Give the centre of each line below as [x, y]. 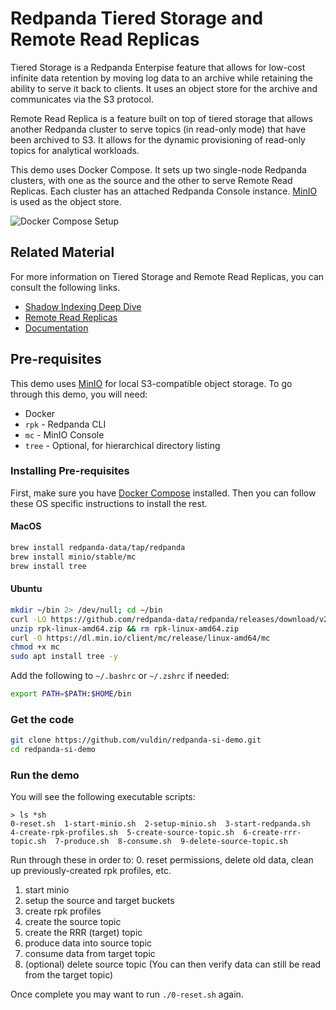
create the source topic [73, 922]
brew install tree [48, 566]
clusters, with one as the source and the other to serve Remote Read [151, 180]
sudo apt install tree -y [64, 657]
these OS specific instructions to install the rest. [109, 503]
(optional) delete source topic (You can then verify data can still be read [173, 964]
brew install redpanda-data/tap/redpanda [98, 548]
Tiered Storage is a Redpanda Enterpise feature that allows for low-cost [158, 67]
